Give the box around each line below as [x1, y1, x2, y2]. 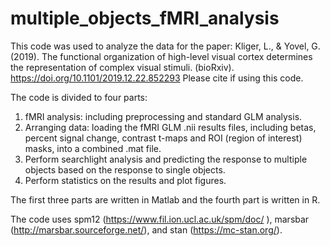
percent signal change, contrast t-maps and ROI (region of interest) [24, 132, 303, 144]
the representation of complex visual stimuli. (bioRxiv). [10, 61, 235, 73]
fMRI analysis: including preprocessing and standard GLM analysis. [24, 110, 303, 122]
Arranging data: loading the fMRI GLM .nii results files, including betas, [24, 121, 317, 133]
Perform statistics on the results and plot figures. [24, 174, 227, 186]
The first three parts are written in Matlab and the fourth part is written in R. [10, 193, 321, 206]
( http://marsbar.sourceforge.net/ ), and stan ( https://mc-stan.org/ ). [10, 223, 283, 236]
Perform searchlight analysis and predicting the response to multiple [24, 153, 308, 165]
